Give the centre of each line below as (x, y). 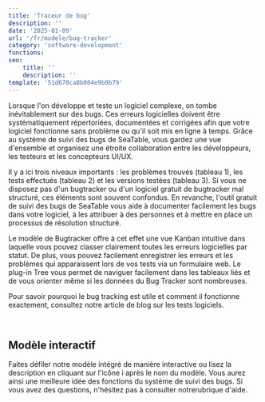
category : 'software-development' (66, 46)
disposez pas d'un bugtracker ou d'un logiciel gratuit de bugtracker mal (126, 189)
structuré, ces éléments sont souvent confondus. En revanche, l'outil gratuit (133, 197)
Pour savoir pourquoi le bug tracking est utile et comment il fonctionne (124, 296)
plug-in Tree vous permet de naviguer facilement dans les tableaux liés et (129, 272)
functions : (26, 53)
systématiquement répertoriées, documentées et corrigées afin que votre (129, 122)
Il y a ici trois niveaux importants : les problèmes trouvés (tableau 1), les (126, 172)
